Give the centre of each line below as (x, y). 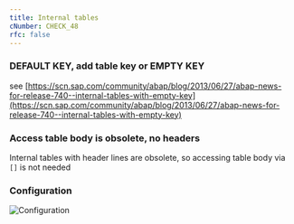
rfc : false (30, 34)
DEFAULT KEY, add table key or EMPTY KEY (107, 66)
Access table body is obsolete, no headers (105, 138)
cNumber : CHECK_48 (44, 26)
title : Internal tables (54, 18)
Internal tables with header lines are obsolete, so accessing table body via (147, 157)
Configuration (41, 191)
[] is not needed (40, 167)
